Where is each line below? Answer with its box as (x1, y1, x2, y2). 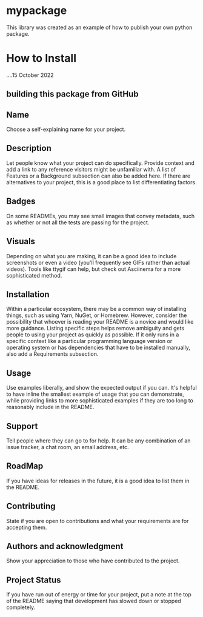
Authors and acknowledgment (6, 541, 124, 552)
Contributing (6, 501, 56, 512)
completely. (6, 604, 36, 611)
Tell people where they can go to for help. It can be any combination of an (6, 437, 191, 444)
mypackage (6, 4, 67, 18)
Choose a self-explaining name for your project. (6, 125, 126, 133)
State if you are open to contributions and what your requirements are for (6, 517, 189, 524)
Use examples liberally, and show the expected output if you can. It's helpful (6, 384, 197, 392)
